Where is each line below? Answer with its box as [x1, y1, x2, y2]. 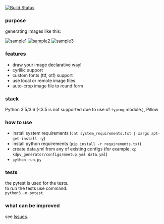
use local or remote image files [12, 77, 76, 83]
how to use [5, 119, 32, 126]
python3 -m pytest [5, 191, 43, 196]
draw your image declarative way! [12, 62, 82, 68]
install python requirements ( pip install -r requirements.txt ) [12, 141, 142, 147]
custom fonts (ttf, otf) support [12, 72, 73, 78]
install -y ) [21, 136, 46, 142]
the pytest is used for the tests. [5, 180, 69, 186]
